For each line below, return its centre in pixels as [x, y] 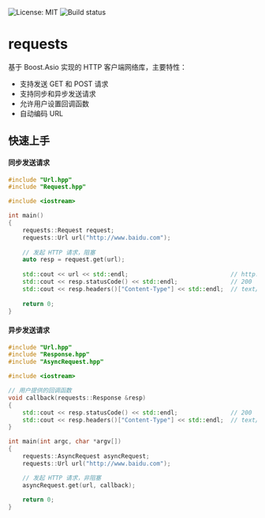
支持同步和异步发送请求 [58, 93]
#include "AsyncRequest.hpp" [56, 362]
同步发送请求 [29, 162]
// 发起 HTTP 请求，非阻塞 [62, 478]
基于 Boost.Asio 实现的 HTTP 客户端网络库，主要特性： [97, 66]
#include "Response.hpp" [49, 355]
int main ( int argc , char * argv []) [65, 442]
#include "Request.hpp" [47, 187]
